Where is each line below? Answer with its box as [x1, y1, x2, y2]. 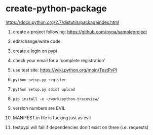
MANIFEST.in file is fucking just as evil [12, 114, 91, 121]
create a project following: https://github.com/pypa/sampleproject [12, 29, 147, 34]
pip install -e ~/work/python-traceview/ [12, 97, 99, 101]
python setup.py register [12, 77, 66, 82]
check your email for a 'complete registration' [12, 57, 106, 63]
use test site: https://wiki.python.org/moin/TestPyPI [12, 67, 117, 73]
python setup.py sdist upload [12, 87, 76, 92]
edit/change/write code [12, 38, 61, 44]
